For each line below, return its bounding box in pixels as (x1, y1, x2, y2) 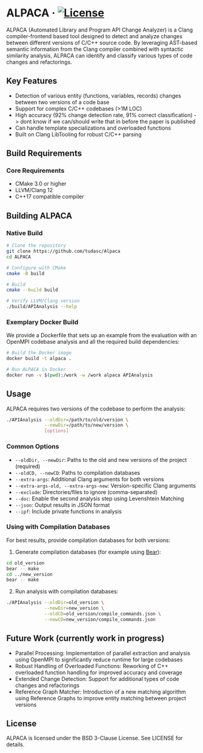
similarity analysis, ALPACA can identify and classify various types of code (6, 52, 193, 59)
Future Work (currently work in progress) (6, 634, 165, 644)
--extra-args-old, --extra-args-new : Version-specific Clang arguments (15, 482, 196, 489)
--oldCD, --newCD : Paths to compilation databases (15, 469, 141, 476)
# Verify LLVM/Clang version (6, 298, 80, 304)
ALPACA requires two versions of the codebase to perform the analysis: (6, 405, 186, 412)
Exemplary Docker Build (6, 318, 79, 326)
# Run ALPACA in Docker (6, 367, 67, 373)
